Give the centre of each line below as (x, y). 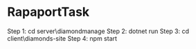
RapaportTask (48, 12)
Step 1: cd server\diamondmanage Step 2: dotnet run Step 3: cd (98, 31)
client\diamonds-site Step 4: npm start (62, 38)
